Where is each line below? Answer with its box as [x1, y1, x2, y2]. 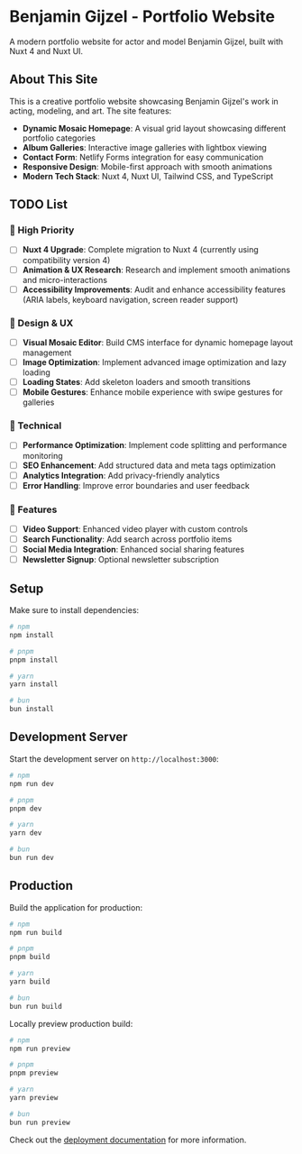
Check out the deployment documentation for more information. [9, 1134, 247, 1145]
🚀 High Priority [9, 224, 75, 236]
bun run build [9, 1002, 63, 1011]
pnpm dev [9, 804, 42, 813]
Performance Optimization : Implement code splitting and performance [22, 440, 288, 451]
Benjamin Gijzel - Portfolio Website [9, 6, 275, 27]
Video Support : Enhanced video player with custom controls [22, 524, 248, 535]
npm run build [9, 928, 63, 937]
